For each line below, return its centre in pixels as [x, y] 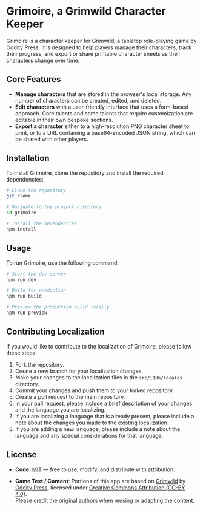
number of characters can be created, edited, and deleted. [88, 100]
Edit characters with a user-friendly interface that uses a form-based [102, 107]
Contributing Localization [55, 332]
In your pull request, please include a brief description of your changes [104, 403]
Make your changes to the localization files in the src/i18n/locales [99, 377]
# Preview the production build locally [58, 307]
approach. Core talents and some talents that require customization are [104, 113]
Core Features [34, 79]
